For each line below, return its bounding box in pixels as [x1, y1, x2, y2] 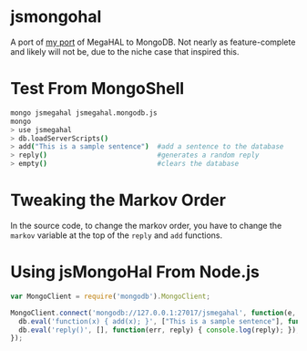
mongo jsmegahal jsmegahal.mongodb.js [10, 108, 158, 118]
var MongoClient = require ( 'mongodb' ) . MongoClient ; [10, 292, 210, 301]
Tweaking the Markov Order [10, 190, 227, 211]
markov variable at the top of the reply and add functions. [10, 230, 223, 241]
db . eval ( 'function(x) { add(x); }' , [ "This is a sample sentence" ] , [18, 316, 284, 325]
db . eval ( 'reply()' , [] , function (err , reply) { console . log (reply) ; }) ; [18, 325, 301, 335]
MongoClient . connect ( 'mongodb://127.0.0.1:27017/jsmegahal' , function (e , [10, 308, 297, 317]
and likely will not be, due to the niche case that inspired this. [10, 46, 240, 57]
